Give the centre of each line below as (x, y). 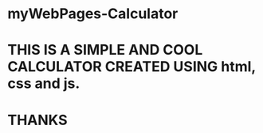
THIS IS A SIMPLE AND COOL (105, 50)
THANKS (38, 120)
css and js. (44, 84)
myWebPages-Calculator (93, 14)
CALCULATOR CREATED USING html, (131, 67)
